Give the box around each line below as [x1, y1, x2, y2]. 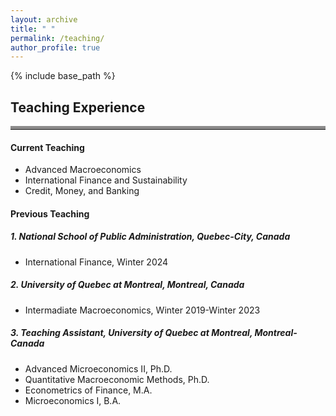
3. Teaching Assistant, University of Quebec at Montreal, [10, 327, 253, 339]
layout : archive [10, 14, 78, 25]
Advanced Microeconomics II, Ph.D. [24, 362, 173, 375]
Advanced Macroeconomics [24, 164, 142, 176]
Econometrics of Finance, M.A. [24, 384, 153, 396]
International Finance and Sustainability [24, 174, 188, 186]
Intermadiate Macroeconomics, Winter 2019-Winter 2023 [24, 304, 261, 316]
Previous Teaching [10, 207, 90, 220]
